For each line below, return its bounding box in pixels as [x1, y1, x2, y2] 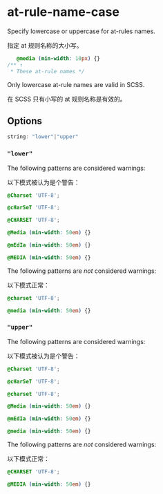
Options [7, 115, 43, 126]
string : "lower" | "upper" [7, 133, 79, 140]
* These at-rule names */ [10, 68, 85, 75]
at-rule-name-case [7, 4, 119, 20]
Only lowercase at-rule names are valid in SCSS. [7, 80, 145, 88]
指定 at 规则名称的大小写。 [7, 41, 83, 49]
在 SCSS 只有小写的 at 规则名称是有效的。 [7, 95, 126, 103]
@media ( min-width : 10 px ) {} [16, 55, 100, 62]
